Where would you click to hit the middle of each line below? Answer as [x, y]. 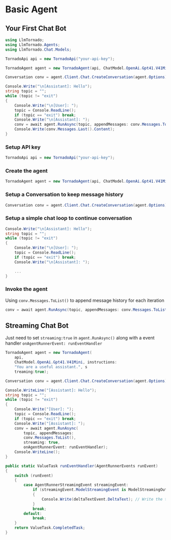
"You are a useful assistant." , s [51, 367]
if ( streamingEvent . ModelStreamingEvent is [79, 490]
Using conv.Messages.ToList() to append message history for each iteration [85, 300]
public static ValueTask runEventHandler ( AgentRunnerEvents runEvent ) [82, 466]
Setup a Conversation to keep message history [64, 194]
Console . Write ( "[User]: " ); [44, 409]
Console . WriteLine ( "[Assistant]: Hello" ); [51, 390]
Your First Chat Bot [36, 28]
